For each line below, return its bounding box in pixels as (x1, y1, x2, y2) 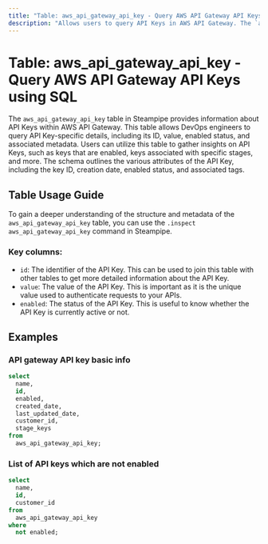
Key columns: (8, 246, 63, 258)
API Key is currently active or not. (19, 307, 130, 317)
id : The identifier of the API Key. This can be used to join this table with (19, 265, 254, 274)
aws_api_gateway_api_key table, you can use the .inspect (8, 218, 196, 228)
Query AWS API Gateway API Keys (8, 70, 241, 89)
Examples (8, 330, 58, 344)
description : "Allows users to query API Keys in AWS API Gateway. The (8, 19, 251, 27)
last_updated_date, (15, 410, 81, 418)
